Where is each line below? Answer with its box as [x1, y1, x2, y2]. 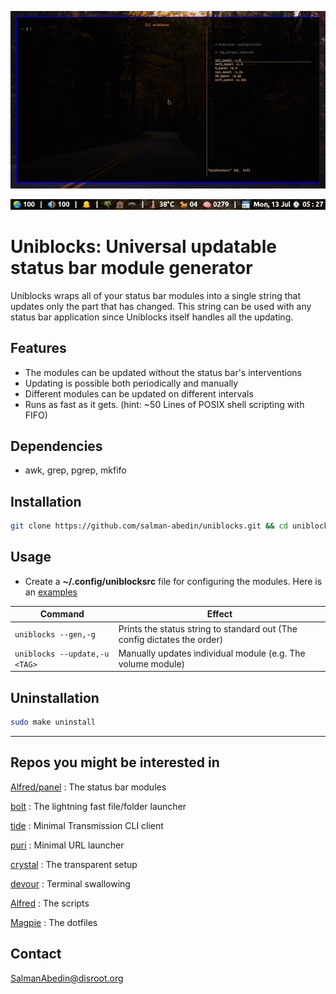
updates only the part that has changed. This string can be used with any [10, 300, 312, 312]
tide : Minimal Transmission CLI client [10, 819, 164, 831]
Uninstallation [10, 689, 100, 706]
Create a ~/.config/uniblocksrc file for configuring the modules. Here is [24, 575, 323, 587]
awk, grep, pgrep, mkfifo [24, 464, 127, 476]
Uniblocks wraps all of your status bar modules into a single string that [10, 289, 301, 301]
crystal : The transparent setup [10, 858, 138, 870]
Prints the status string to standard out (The [118, 622, 298, 635]
